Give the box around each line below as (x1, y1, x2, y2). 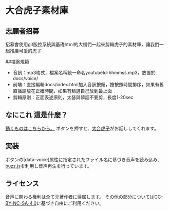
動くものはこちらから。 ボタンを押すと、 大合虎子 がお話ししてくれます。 (5, 125, 159, 131)
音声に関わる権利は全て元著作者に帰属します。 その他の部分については (5, 194, 155, 200)
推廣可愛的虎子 (9, 48, 42, 54)
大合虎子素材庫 (5, 5, 69, 16)
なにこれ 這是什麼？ (5, 111, 68, 120)
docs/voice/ (12, 75, 39, 81)
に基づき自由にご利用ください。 (36, 200, 104, 206)
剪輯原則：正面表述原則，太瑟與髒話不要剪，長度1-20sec (12, 94, 134, 100)
